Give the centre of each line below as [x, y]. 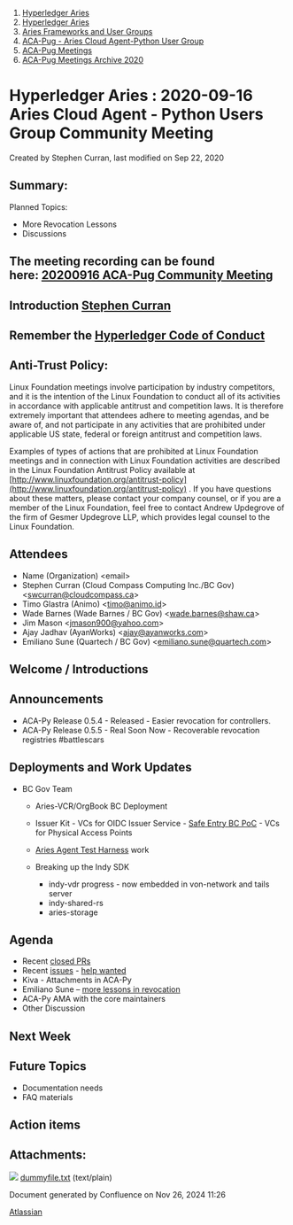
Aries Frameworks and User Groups [87, 31]
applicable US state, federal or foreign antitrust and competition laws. [136, 434]
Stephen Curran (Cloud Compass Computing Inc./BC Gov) [128, 585]
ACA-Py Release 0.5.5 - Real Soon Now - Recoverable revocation [141, 730]
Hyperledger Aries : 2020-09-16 [131, 96]
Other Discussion [54, 1008]
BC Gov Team [47, 788]
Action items [45, 1124]
